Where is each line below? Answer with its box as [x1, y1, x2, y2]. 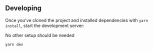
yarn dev [5, 42, 23, 47]
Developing [5, 4, 41, 12]
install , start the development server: [5, 22, 84, 28]
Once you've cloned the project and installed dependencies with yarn [5, 17, 148, 23]
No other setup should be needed [5, 32, 75, 38]
